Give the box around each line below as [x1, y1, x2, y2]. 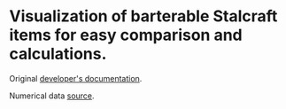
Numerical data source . [9, 90, 95, 101]
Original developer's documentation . [9, 73, 143, 83]
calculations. [9, 44, 107, 64]
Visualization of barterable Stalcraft [9, 6, 278, 27]
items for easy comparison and [9, 25, 243, 45]
